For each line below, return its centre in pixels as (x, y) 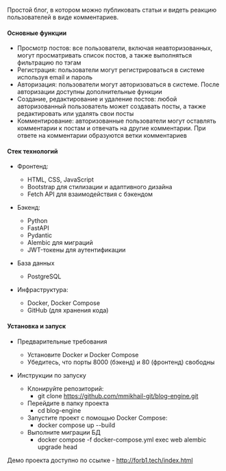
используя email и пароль (55, 77)
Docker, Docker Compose (64, 303)
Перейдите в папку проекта (68, 403)
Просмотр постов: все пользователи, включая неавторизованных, (115, 48)
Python (37, 221)
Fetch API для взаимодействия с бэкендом (90, 194)
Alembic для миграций (60, 243)
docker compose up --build (76, 425)
